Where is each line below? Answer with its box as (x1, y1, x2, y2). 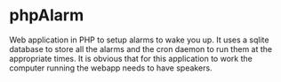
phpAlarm (9, 5, 84, 26)
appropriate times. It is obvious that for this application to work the (9, 53, 253, 63)
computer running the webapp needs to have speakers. (9, 63, 213, 73)
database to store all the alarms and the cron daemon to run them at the (9, 43, 273, 54)
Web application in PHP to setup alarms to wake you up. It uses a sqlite (9, 34, 269, 45)
